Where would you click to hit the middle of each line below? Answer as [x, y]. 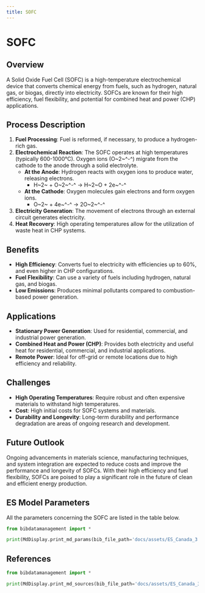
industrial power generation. [51, 338]
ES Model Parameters [48, 503]
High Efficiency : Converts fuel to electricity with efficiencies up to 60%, [106, 264]
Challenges [28, 383]
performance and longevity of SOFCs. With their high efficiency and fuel [97, 470]
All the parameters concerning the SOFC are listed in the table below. [93, 517]
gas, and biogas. [36, 284]
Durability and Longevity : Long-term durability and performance [97, 417]
